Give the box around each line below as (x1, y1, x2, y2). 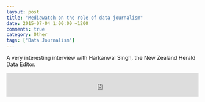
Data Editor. (6, 60, 36, 68)
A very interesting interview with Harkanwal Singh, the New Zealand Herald (6, 54, 196, 61)
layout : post (6, 9, 40, 15)
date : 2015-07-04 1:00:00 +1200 (6, 20, 88, 26)
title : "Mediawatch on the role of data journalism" (6, 15, 143, 21)
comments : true (6, 26, 45, 32)
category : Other (6, 32, 48, 38)
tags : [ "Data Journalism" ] (6, 37, 75, 43)
